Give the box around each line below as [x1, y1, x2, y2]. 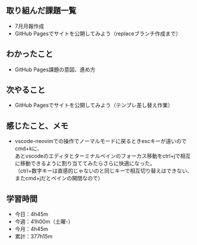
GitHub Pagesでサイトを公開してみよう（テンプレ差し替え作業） [14, 101, 173, 109]
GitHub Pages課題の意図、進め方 [14, 66, 96, 73]
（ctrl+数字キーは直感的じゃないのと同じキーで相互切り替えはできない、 [14, 167, 193, 174]
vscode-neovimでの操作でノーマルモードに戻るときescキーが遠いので [14, 138, 187, 145]
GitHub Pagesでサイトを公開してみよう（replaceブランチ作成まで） [14, 30, 182, 37]
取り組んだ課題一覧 [6, 5, 77, 16]
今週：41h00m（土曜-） [14, 218, 74, 225]
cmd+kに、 [14, 145, 43, 152]
